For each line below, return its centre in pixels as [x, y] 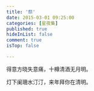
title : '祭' [21, 12]
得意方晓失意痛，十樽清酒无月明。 [49, 69]
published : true [27, 29]
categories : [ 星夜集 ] [32, 23]
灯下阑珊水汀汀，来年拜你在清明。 [49, 82]
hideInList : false [29, 35]
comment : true [24, 40]
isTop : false [23, 46]
